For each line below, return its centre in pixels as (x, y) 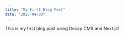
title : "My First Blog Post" (35, 10)
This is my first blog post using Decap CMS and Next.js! (62, 28)
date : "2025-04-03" (25, 14)
